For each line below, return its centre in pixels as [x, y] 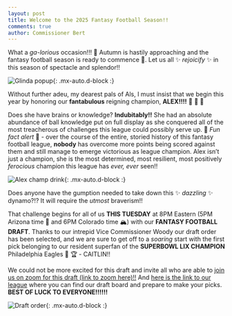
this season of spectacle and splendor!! [64, 68]
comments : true [30, 26]
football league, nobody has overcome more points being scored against [112, 144]
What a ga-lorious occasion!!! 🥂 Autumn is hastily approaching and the [108, 52]
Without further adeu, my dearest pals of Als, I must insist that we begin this [116, 95]
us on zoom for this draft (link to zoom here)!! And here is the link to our [109, 277]
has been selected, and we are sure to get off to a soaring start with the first [116, 239]
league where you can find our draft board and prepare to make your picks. [115, 285]
